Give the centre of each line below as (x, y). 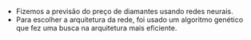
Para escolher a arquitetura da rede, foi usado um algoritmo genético (129, 20)
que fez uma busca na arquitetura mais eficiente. (96, 28)
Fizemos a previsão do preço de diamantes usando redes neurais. (124, 11)
